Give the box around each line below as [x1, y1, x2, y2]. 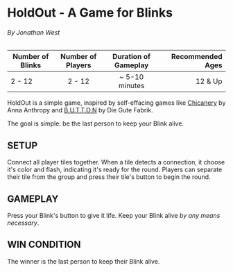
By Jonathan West [7, 28, 60, 36]
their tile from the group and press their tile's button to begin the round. [7, 173, 211, 181]
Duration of [112, 52, 151, 62]
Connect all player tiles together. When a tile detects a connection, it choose [7, 158, 225, 167]
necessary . [7, 219, 40, 227]
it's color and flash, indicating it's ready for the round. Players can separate [7, 165, 223, 174]
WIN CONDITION [7, 239, 81, 250]
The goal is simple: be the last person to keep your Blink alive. [7, 119, 184, 128]
